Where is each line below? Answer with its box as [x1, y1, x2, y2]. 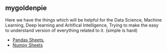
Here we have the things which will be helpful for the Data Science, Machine [5, 17, 162, 23]
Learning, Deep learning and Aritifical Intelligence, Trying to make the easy [5, 22, 159, 28]
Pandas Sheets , [12, 37, 45, 43]
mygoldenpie [5, 4, 47, 12]
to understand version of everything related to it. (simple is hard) [5, 27, 138, 33]
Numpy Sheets [12, 42, 43, 48]
